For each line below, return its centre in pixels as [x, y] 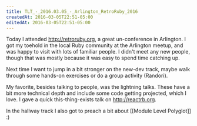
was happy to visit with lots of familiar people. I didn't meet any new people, [98, 52]
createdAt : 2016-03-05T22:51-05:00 [50, 17]
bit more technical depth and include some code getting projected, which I [96, 93]
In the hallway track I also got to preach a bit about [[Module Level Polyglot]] [98, 111]
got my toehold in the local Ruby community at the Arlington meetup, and [95, 45]
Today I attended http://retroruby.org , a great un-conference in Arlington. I [96, 39]
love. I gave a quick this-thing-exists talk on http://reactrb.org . [81, 100]
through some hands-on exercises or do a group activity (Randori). [87, 76]
